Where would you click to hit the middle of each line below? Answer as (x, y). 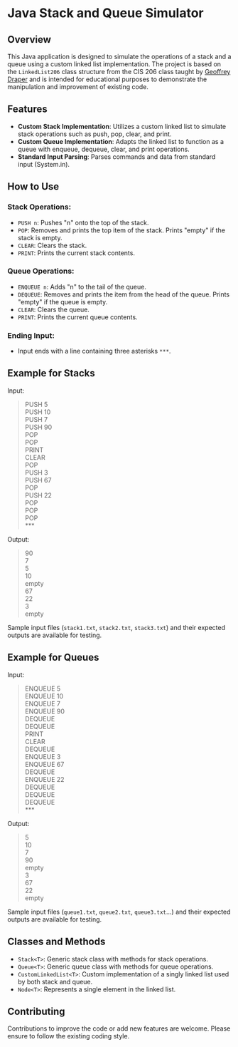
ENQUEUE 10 (44, 696)
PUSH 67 (38, 480)
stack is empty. (40, 237)
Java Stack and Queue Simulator (106, 13)
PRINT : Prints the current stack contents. (76, 253)
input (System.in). (43, 164)
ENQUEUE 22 (45, 779)
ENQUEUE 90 (45, 711)
